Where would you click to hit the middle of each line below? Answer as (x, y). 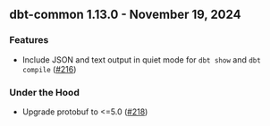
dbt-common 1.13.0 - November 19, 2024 (125, 15)
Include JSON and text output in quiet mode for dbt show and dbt (141, 59)
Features (29, 40)
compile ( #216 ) (49, 69)
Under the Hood (45, 92)
